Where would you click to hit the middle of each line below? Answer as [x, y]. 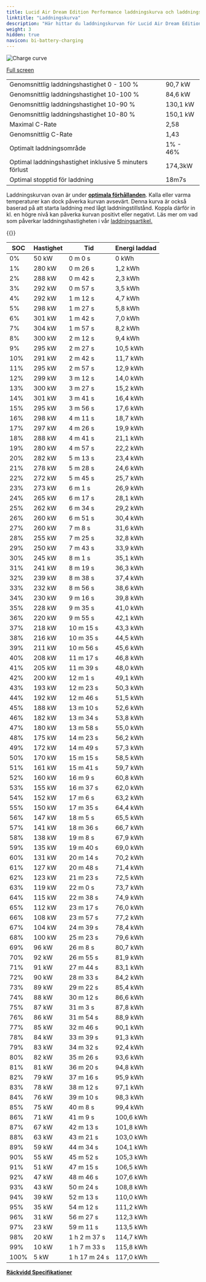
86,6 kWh [129, 997]
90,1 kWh [129, 1027]
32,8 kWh [129, 538]
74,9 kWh [129, 898]
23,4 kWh [129, 458]
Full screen [20, 70]
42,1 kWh [129, 618]
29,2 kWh [129, 508]
